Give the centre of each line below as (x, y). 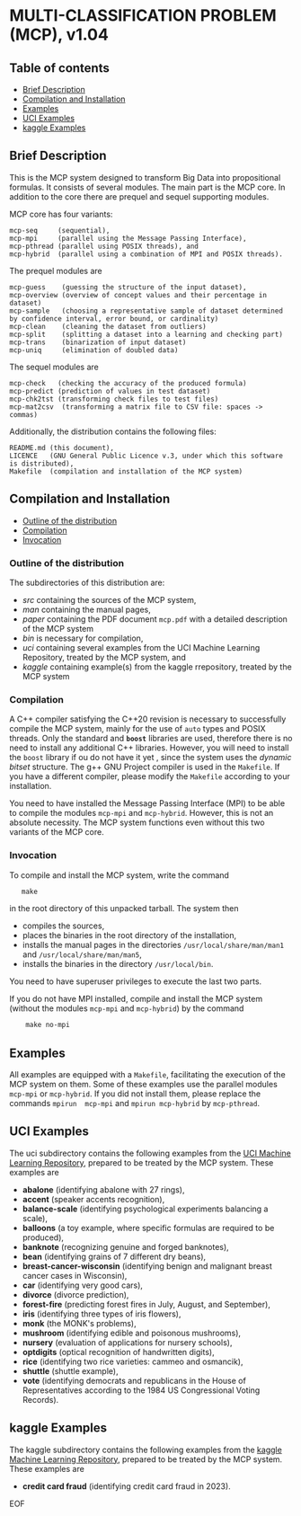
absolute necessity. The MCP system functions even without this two (137, 822)
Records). (40, 1399)
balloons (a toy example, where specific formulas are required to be (148, 1228)
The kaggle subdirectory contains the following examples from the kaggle (146, 1450)
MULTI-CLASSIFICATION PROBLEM (143, 16)
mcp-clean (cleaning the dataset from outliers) (108, 326)
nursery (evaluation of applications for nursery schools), (127, 1342)
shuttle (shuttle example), (70, 1370)
